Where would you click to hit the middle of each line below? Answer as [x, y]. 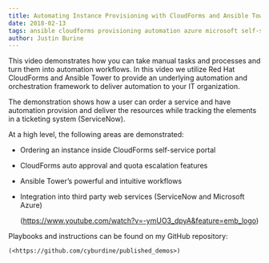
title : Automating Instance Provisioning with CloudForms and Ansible [128, 16]
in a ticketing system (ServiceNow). [67, 119]
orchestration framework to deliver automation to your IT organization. [124, 87]
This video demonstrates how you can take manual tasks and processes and [134, 61]
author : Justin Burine [46, 38]
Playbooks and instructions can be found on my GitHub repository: [118, 237]
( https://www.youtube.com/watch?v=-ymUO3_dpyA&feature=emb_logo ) [139, 221]
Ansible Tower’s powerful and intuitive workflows [101, 181]
